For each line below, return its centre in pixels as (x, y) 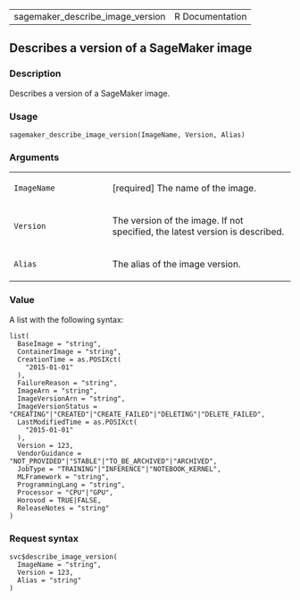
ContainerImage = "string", (70, 351)
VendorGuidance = (50, 453)
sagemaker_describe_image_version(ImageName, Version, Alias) (127, 135)
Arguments (34, 157)
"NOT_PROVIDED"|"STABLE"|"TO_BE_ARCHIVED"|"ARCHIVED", (113, 461)
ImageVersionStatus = (58, 406)
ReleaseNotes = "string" (63, 508)
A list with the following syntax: (67, 319)
